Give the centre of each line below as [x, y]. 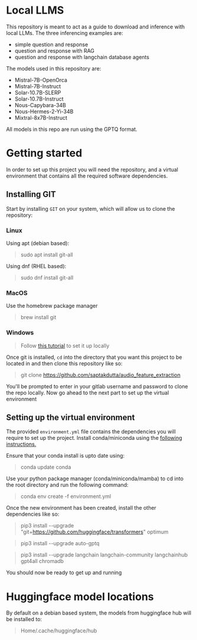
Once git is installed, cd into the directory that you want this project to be [94, 357]
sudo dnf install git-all [47, 277]
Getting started [44, 153]
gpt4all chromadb [42, 561]
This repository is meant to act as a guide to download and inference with [96, 27]
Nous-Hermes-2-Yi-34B [44, 111]
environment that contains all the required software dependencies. [87, 176]
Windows [20, 333]
